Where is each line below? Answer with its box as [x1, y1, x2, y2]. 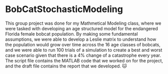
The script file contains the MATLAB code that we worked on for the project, [5, 57, 163, 63]
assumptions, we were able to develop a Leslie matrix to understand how [5, 36, 156, 42]
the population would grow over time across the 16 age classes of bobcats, [5, 41, 161, 47]
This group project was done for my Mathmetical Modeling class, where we [5, 20, 161, 26]
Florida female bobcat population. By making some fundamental [5, 31, 138, 37]
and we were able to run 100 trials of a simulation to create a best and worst [5, 47, 162, 53]
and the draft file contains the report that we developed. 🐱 [5, 63, 127, 69]
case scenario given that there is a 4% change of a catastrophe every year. [5, 52, 161, 58]
